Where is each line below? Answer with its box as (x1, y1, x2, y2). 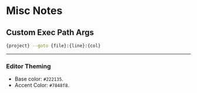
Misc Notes (6, 4, 63, 18)
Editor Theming (6, 62, 51, 70)
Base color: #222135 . (14, 75, 63, 82)
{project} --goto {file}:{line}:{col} (6, 43, 101, 49)
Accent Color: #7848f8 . (14, 82, 70, 89)
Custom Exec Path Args (6, 27, 94, 37)
